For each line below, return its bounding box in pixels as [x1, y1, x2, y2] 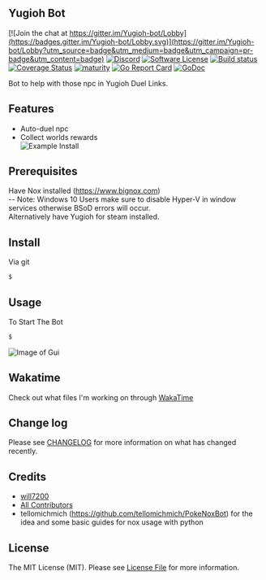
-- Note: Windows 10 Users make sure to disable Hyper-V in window [8, 194, 237, 204]
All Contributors [19, 500, 73, 510]
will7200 [19, 491, 49, 501]
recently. [8, 447, 38, 456]
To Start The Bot [8, 316, 63, 326]
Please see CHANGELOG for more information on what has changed [8, 438, 237, 447]
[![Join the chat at [8, 28, 68, 37]
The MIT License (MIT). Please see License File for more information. [8, 563, 239, 573]
